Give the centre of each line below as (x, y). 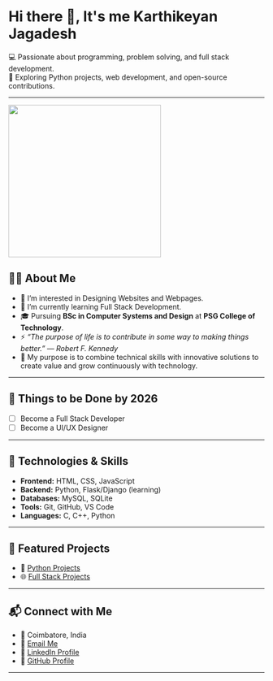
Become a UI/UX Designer (64, 427)
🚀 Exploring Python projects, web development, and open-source (118, 77)
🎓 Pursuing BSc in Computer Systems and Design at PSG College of (138, 315)
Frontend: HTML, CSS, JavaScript (78, 481)
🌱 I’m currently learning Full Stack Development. (101, 306)
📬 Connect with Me (60, 612)
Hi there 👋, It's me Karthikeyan (113, 17)
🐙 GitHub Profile (47, 661)
